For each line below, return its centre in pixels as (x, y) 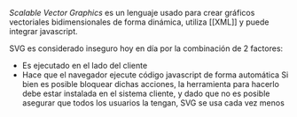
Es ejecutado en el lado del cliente (85, 66)
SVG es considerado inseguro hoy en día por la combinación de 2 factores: (146, 48)
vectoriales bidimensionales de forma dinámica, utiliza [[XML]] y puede (139, 22)
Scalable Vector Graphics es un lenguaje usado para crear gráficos (132, 13)
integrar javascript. (43, 31)
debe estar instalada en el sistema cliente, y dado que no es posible (146, 93)
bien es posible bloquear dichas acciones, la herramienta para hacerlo (150, 84)
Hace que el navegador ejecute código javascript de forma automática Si (155, 75)
